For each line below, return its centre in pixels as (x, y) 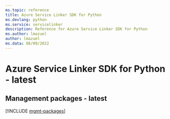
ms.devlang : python (26, 19)
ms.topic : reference (27, 10)
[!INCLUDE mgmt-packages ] (35, 111)
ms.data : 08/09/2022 (27, 44)
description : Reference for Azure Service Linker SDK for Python (76, 29)
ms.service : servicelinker (34, 24)
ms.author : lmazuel (26, 34)
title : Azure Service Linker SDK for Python (54, 15)
